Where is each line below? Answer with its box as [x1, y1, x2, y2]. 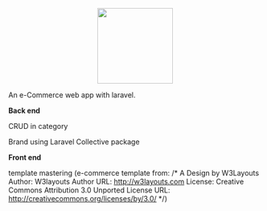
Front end [8, 153, 42, 162]
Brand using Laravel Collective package [8, 137, 140, 147]
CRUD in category [8, 122, 68, 130]
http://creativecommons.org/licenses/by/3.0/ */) [8, 194, 167, 203]
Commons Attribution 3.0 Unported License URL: [8, 185, 170, 195]
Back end [8, 105, 40, 115]
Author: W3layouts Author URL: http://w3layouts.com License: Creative [8, 177, 244, 186]
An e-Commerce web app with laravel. [8, 90, 136, 100]
